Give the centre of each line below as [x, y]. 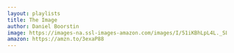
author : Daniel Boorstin [43, 26]
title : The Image [32, 20]
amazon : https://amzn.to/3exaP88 [56, 39]
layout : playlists [34, 13]
